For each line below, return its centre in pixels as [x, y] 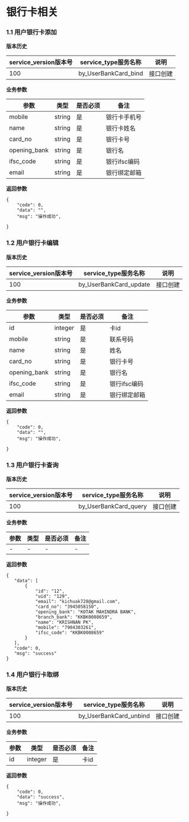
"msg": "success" [36, 653]
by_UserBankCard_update [114, 284]
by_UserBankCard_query [112, 506]
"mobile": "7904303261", [66, 628]
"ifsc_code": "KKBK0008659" [70, 633]
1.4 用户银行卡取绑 [33, 675]
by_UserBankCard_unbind [114, 716]
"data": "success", [41, 797]
